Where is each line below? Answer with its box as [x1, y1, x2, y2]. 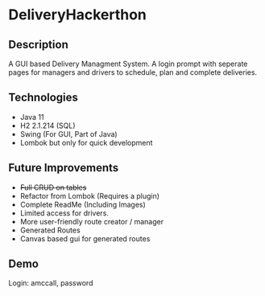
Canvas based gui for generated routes [19, 233, 151, 243]
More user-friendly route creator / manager [19, 216, 164, 226]
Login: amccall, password [8, 278, 93, 288]
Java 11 [19, 112, 44, 121]
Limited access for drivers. [19, 208, 109, 218]
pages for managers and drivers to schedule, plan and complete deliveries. [8, 68, 258, 77]
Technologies [8, 91, 79, 105]
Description [8, 38, 68, 51]
